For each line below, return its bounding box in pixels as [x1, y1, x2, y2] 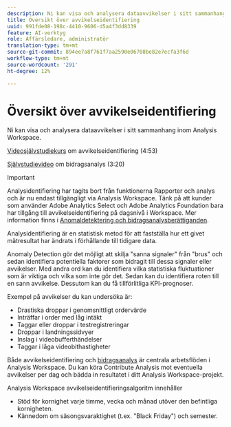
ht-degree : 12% [7, 67, 51, 74]
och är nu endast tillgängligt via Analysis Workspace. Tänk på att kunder [7, 194, 212, 202]
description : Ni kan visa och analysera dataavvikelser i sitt [7, 10, 192, 17]
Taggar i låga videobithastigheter [16, 342, 111, 351]
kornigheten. [16, 404, 54, 413]
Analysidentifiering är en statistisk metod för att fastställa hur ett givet [7, 229, 205, 238]
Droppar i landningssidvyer [16, 328, 94, 336]
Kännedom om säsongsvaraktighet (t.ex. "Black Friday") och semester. [16, 412, 218, 420]
